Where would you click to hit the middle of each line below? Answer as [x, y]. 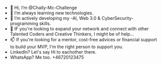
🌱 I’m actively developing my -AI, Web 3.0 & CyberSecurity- [72, 18]
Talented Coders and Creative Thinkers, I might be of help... [72, 34]
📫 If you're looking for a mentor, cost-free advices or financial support [84, 39]
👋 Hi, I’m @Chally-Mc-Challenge [43, 8]
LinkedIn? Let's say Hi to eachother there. [53, 52]
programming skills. [30, 23]
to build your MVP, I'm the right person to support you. [66, 47]
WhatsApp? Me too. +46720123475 [47, 57]
